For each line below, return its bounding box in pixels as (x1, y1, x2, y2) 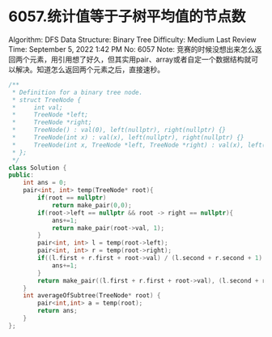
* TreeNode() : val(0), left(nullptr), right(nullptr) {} (11, 126, 227, 134)
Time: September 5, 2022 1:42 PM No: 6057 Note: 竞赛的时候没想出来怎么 (8, 44, 255, 53)
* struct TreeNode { (11, 96, 82, 104)
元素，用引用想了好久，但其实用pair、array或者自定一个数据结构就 (29, 54, 252, 64)
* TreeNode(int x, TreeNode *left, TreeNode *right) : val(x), (11, 141, 244, 149)
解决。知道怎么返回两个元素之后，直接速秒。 (15, 64, 164, 74)
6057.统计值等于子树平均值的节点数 (8, 7, 246, 26)
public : (8, 171, 35, 179)
